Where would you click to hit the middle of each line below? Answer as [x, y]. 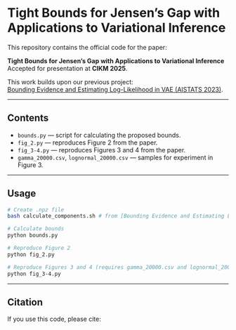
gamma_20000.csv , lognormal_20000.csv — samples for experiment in [115, 157]
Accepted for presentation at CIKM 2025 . [67, 68]
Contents [28, 118]
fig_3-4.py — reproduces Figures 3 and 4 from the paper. [101, 150]
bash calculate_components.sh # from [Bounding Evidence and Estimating [116, 216]
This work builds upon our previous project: [70, 81]
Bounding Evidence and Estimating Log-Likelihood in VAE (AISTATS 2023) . [115, 89]
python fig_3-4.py [34, 274]
